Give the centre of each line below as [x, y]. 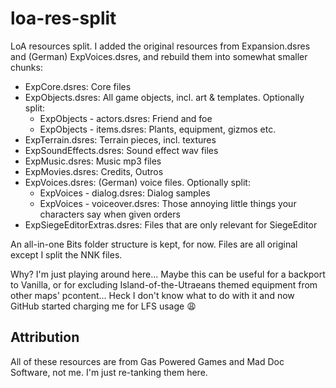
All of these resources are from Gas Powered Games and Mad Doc [147, 361]
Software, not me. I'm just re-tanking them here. [109, 372]
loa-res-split [63, 18]
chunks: [26, 67]
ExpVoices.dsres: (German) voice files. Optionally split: [137, 182]
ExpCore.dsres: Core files [78, 86]
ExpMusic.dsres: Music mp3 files [93, 161]
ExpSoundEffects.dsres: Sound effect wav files [121, 150]
